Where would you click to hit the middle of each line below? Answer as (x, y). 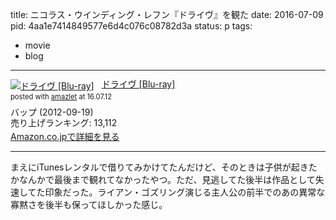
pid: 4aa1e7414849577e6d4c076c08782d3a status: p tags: (131, 26)
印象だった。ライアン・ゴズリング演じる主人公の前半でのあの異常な (185, 192)
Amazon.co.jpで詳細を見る (65, 136)
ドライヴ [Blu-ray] (138, 84)
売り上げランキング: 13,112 (64, 123)
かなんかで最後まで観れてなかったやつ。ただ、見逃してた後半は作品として (163, 179)
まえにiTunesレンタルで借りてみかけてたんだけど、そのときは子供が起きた (164, 167)
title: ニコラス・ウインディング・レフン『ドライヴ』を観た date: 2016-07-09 (167, 14)
